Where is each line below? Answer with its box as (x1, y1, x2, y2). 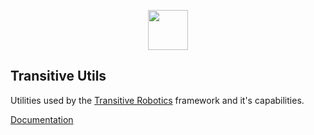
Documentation (10, 113, 74, 125)
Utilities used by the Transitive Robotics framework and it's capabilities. (10, 94, 305, 106)
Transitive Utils (10, 68, 107, 85)
